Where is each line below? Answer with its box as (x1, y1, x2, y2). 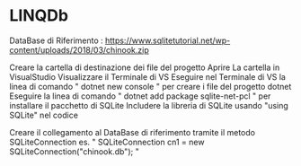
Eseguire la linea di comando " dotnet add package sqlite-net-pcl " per (9, 91, 271, 101)
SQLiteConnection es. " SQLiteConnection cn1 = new (9, 136, 205, 147)
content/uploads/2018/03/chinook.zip (9, 44, 150, 55)
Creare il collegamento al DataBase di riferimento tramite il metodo (9, 127, 256, 137)
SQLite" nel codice (9, 109, 79, 120)
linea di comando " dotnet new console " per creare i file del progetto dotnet (9, 81, 292, 92)
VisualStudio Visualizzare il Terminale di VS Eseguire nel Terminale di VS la (9, 71, 286, 82)
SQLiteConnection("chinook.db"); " (9, 145, 139, 157)
